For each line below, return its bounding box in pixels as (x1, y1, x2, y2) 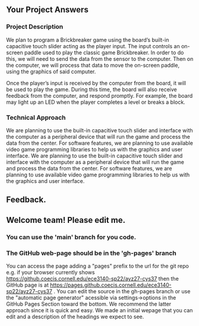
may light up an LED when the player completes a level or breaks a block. (6, 98, 185, 105)
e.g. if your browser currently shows (6, 268, 95, 276)
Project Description (6, 23, 64, 31)
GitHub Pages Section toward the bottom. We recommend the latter (6, 300, 172, 308)
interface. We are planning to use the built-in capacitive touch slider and (6, 152, 183, 159)
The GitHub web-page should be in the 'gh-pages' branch (6, 249, 176, 257)
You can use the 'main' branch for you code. (6, 232, 137, 241)
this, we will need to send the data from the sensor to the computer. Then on (6, 55, 194, 62)
